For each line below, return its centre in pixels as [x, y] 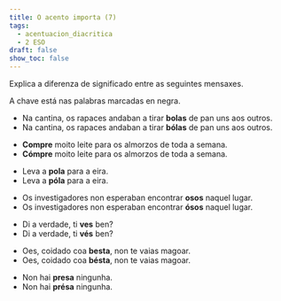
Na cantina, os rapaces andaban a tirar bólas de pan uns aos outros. [147, 127]
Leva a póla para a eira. [65, 181]
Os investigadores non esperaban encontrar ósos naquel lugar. [137, 207]
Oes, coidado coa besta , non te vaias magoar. [106, 251]
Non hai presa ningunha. [67, 277]
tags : [19, 26]
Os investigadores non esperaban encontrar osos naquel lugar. [137, 197]
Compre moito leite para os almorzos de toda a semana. [125, 144]
